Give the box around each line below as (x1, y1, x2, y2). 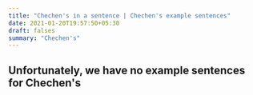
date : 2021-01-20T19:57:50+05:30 (8, 19, 120, 27)
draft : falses (8, 26, 56, 34)
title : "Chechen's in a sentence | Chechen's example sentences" (8, 11, 231, 20)
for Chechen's (8, 76, 82, 89)
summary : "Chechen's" (8, 34, 81, 42)
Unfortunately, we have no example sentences (8, 63, 246, 77)
